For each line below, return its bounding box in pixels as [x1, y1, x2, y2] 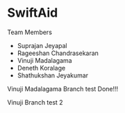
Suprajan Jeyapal [17, 41, 67, 50]
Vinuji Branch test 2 [7, 98, 64, 106]
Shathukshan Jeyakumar [17, 71, 89, 80]
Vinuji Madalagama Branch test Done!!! [7, 84, 119, 93]
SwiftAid [7, 5, 58, 21]
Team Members [7, 28, 52, 36]
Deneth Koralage [17, 63, 66, 72]
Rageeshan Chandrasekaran [17, 49, 99, 57]
